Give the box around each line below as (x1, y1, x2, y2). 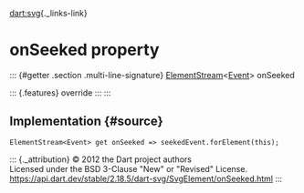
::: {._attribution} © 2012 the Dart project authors (9, 154, 192, 165)
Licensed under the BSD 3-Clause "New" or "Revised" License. (9, 163, 248, 174)
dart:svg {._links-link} (9, 8, 89, 18)
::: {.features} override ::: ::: (9, 86, 111, 98)
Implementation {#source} (9, 114, 164, 129)
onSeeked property (9, 40, 160, 60)
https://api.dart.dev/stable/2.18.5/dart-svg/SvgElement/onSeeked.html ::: (9, 173, 283, 184)
